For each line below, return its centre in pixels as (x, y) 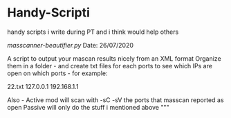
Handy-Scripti (48, 13)
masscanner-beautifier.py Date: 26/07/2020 (70, 45)
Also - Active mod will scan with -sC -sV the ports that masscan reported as (115, 100)
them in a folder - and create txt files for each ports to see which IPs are (110, 66)
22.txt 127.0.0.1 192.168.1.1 (43, 86)
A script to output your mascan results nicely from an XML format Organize (114, 58)
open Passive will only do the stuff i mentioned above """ (88, 107)
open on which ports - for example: (58, 73)
